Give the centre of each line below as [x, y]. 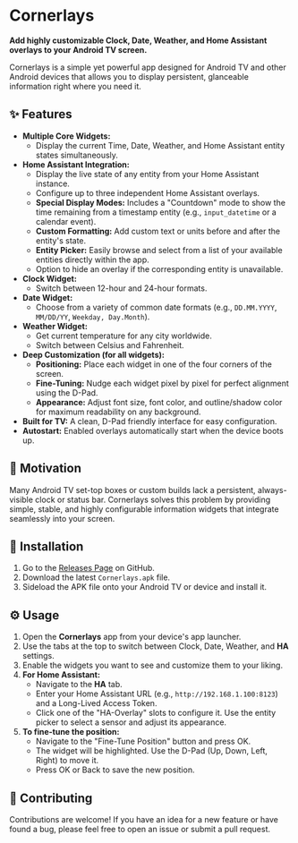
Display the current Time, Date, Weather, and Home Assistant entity [160, 145]
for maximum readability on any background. [118, 412]
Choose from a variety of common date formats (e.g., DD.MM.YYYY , [156, 307]
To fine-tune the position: [71, 732]
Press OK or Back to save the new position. [115, 770]
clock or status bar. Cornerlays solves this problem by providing [153, 499]
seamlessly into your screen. [62, 518]
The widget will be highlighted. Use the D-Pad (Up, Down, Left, [152, 751]
